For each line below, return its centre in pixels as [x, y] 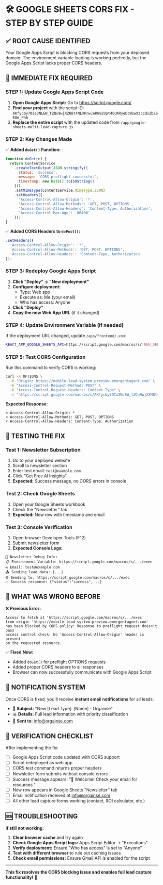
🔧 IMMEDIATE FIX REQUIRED [49, 78]
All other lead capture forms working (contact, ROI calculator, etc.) [79, 801]
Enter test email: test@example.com [47, 471]
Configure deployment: [37, 286]
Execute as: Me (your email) [48, 297]
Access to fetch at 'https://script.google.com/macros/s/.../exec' [75, 618]
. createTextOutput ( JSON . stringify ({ [51, 168]
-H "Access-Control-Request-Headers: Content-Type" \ [65, 390]
